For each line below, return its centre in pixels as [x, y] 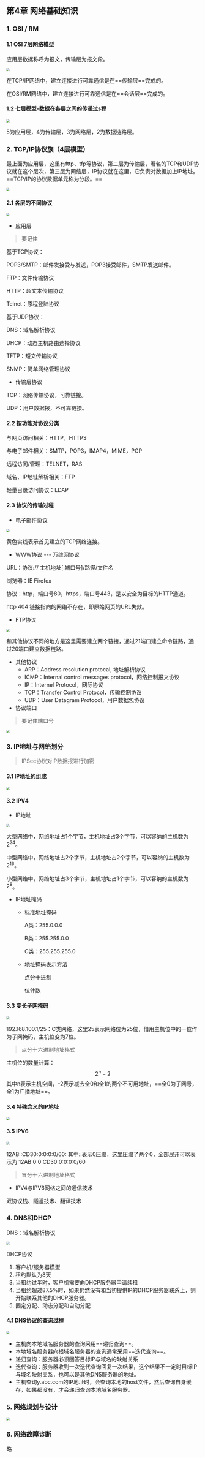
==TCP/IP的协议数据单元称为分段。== [54, 179]
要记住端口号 [37, 720]
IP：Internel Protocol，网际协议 [64, 684]
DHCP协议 [19, 1254]
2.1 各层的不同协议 [29, 202]
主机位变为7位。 [59, 1037]
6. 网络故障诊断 [29, 1434]
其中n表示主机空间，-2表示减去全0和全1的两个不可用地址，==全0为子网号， [102, 1084]
